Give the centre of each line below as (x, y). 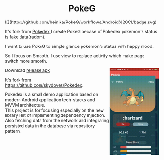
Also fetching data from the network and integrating (57, 120)
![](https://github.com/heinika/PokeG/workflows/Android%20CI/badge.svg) (81, 22)
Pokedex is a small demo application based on (52, 94)
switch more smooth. (26, 61)
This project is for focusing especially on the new (54, 110)
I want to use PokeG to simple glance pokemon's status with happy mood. (79, 46)
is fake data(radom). (25, 37)
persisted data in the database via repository (50, 126)
